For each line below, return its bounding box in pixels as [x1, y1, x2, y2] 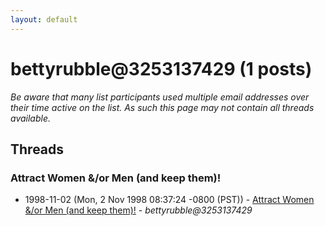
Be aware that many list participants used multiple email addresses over [10, 91, 310, 103]
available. [10, 112, 52, 124]
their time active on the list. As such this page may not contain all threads [10, 101, 315, 113]
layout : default [10, 14, 78, 25]
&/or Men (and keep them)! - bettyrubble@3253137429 [24, 204, 253, 216]
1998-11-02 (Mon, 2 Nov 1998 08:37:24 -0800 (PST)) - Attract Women [24, 194, 315, 206]
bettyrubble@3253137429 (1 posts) [10, 57, 313, 80]
